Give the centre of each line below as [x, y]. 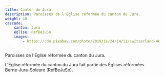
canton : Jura [27, 28]
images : [21, 37]
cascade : [14, 23]
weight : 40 [16, 19]
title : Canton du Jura [28, 10]
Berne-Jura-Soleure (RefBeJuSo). [39, 70]
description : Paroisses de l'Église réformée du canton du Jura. [73, 14]
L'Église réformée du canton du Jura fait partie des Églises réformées [75, 64]
